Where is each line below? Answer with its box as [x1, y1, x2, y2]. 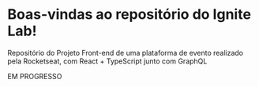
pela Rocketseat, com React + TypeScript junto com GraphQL [7, 56, 208, 66]
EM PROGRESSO [7, 71, 62, 81]
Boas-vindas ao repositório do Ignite [7, 5, 252, 24]
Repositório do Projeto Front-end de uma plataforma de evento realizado [7, 48, 244, 57]
